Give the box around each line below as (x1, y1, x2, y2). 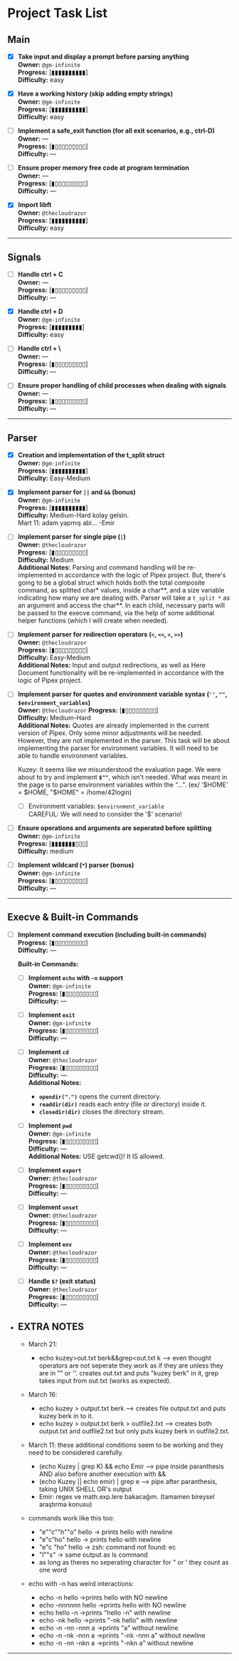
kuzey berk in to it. (38, 1411, 94, 1420)
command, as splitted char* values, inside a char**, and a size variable (17, 586, 225, 595)
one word (38, 1565, 68, 1574)
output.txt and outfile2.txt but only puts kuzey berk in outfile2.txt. (38, 1426, 230, 1435)
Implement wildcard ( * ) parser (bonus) (17, 860, 134, 869)
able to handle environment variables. (17, 751, 129, 759)
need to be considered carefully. (28, 1448, 124, 1457)
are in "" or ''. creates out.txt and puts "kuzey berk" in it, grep (38, 1368, 219, 1377)
